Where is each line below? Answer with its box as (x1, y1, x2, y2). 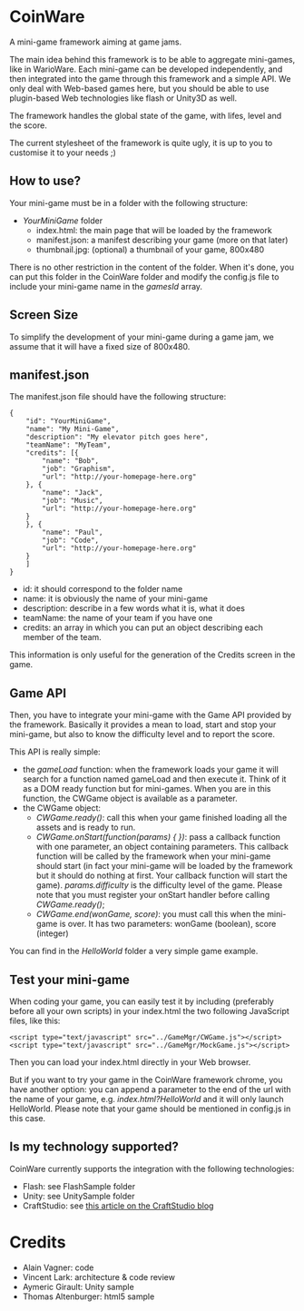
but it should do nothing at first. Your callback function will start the (35, 870, 288, 882)
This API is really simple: (9, 746, 102, 757)
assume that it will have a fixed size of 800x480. (9, 340, 191, 351)
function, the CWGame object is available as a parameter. (22, 793, 238, 804)
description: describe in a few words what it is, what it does (22, 603, 245, 614)
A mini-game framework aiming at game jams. (9, 36, 182, 47)
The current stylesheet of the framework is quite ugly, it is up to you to (9, 137, 273, 148)
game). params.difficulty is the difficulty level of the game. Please (35, 880, 283, 891)
